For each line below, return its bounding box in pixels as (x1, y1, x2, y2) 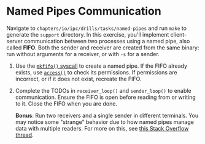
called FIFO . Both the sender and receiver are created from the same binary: (6, 44, 199, 51)
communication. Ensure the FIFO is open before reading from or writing (15, 93, 196, 101)
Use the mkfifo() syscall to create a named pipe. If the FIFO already (15, 62, 188, 70)
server (6, 37, 23, 45)
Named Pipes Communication (6, 4, 161, 18)
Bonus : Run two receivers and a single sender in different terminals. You (15, 112, 199, 119)
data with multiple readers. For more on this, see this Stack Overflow (15, 124, 189, 132)
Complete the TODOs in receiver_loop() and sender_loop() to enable (15, 87, 191, 94)
